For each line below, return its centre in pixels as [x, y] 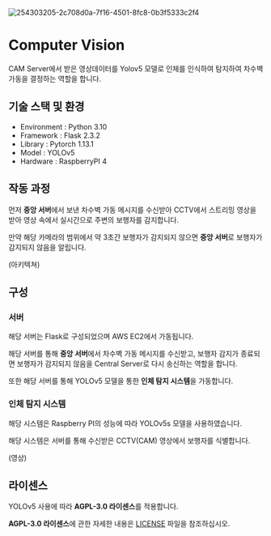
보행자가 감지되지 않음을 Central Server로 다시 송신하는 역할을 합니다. [127, 364]
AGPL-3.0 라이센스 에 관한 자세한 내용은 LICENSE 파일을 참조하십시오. [119, 524]
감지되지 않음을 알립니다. [47, 247]
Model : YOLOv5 [47, 152]
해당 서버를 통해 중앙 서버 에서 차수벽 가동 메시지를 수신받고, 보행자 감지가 [123, 354]
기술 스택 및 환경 [47, 106]
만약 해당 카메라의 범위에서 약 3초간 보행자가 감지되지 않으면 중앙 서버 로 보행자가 [135, 237]
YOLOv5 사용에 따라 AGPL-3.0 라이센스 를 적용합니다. [93, 507]
